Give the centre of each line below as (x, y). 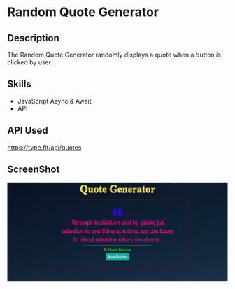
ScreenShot (34, 170)
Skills (19, 84)
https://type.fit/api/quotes (44, 147)
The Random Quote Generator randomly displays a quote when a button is (114, 55)
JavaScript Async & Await (55, 101)
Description (33, 38)
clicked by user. (30, 62)
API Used (28, 131)
